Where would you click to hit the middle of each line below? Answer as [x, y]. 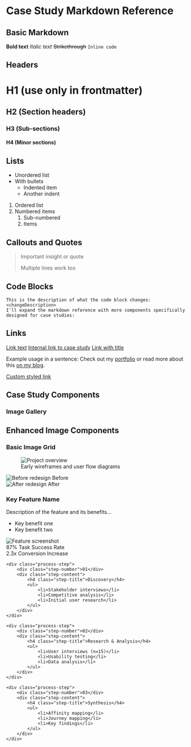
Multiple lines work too [48, 268]
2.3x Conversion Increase [37, 554]
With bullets [29, 181]
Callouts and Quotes [44, 242]
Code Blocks [30, 286]
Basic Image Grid [31, 447]
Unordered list [32, 175]
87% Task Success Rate [35, 547]
